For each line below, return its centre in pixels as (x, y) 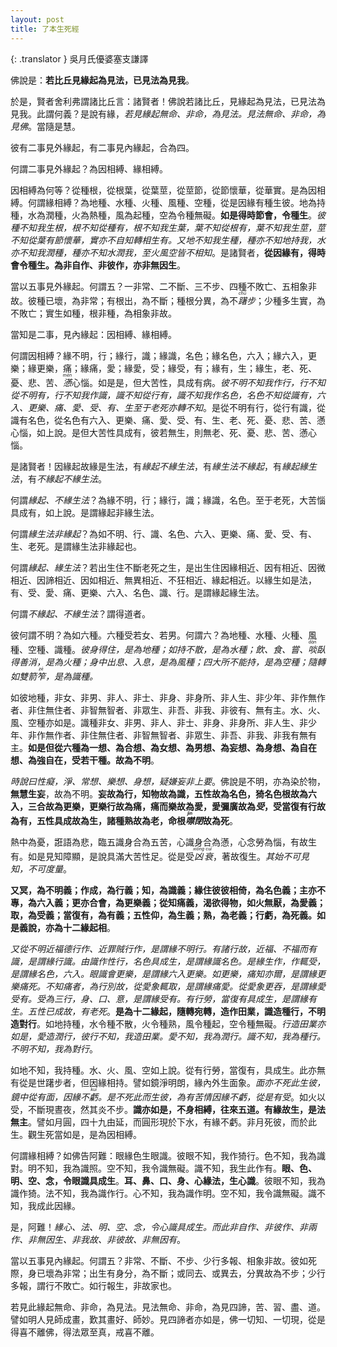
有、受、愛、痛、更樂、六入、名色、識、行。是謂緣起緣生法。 (137, 592)
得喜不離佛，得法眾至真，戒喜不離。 (85, 1332)
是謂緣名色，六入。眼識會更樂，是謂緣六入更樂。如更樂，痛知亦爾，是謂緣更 (168, 973)
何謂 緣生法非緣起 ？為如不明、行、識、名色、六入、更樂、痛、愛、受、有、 (163, 533)
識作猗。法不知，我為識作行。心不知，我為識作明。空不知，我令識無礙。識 (163, 1193)
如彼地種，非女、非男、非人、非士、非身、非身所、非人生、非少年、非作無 (163, 697)
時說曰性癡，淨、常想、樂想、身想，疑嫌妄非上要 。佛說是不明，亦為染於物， (168, 781)
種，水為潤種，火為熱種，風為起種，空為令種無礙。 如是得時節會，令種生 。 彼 (168, 215)
